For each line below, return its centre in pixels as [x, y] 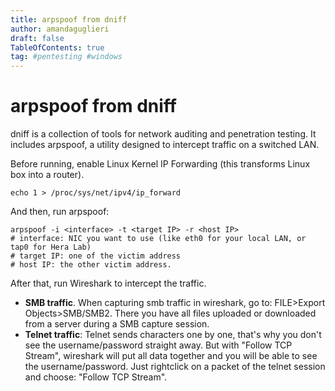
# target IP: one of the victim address [96, 256]
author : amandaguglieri [60, 29]
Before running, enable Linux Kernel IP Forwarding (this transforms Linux [160, 164]
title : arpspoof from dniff [69, 19]
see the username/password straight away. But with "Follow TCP [158, 345]
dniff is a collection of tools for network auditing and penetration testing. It [163, 134]
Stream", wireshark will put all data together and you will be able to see [171, 356]
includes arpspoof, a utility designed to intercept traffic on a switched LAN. [165, 145]
